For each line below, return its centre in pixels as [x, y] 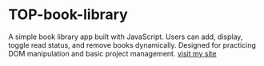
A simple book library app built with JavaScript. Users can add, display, [126, 37]
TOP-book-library [68, 15]
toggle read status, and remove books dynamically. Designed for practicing [132, 45]
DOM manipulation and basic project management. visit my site [112, 53]
